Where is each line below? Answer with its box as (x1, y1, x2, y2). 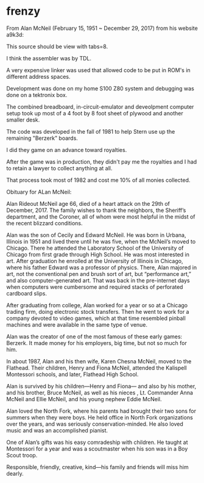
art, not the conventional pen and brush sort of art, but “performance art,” (6, 270, 192, 277)
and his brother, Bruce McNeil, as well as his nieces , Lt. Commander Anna (6, 389, 194, 396)
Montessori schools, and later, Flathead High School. (6, 371, 139, 378)
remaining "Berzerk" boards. (6, 134, 78, 142)
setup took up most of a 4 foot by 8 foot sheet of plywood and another (6, 109, 184, 117)
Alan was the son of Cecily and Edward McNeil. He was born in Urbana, (6, 231, 186, 239)
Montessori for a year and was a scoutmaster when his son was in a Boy (6, 445, 188, 452)
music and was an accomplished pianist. (6, 426, 108, 434)
